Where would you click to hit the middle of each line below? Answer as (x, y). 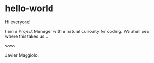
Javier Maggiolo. (22, 55)
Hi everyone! (18, 22)
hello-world (29, 8)
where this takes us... (26, 36)
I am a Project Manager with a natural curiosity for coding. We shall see (77, 31)
